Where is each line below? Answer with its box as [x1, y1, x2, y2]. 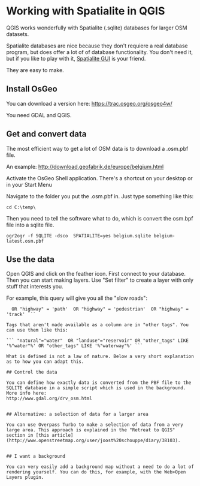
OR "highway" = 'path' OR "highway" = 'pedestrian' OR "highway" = [11, 306, 189, 312]
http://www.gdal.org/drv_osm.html [6, 395, 93, 402]
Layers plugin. [6, 475, 44, 481]
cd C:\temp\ [6, 204, 36, 210]
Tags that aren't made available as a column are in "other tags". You [6, 322, 189, 328]
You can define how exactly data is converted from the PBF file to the [6, 380, 192, 386]
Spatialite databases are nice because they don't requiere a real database [6, 42, 188, 49]
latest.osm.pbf [6, 238, 44, 244]
